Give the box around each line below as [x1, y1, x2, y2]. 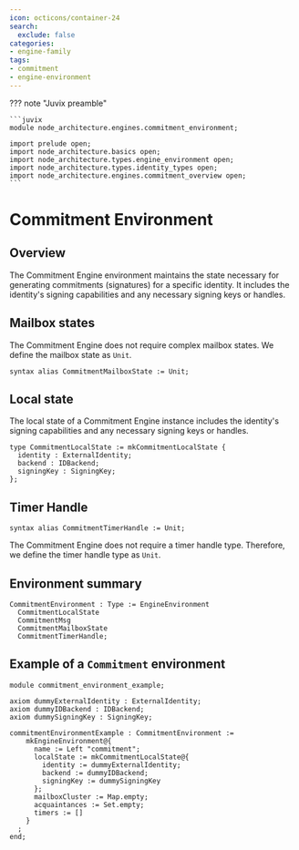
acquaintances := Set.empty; [33, 800, 145, 809]
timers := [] [33, 808, 84, 817]
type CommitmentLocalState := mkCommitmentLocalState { [9, 443, 226, 452]
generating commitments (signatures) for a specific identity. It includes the [9, 279, 290, 290]
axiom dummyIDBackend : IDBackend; [9, 704, 145, 713]
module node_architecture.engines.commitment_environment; [9, 123, 239, 132]
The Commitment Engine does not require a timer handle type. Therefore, [9, 539, 285, 551]
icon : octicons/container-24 [9, 13, 120, 23]
